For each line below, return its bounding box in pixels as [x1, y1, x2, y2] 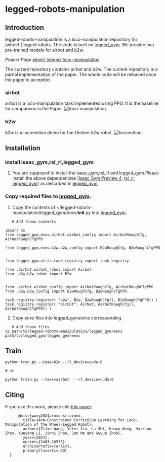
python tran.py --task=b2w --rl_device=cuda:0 [5, 360, 103, 365]
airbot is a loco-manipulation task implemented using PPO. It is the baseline [5, 100, 159, 106]
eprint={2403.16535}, [23, 440, 68, 445]
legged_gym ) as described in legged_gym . [12, 180, 99, 187]
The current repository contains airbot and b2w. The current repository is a [5, 66, 158, 72]
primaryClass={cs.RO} [23, 448, 68, 453]
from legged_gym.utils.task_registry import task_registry [5, 258, 129, 263]
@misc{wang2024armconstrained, [18, 413, 83, 418]
